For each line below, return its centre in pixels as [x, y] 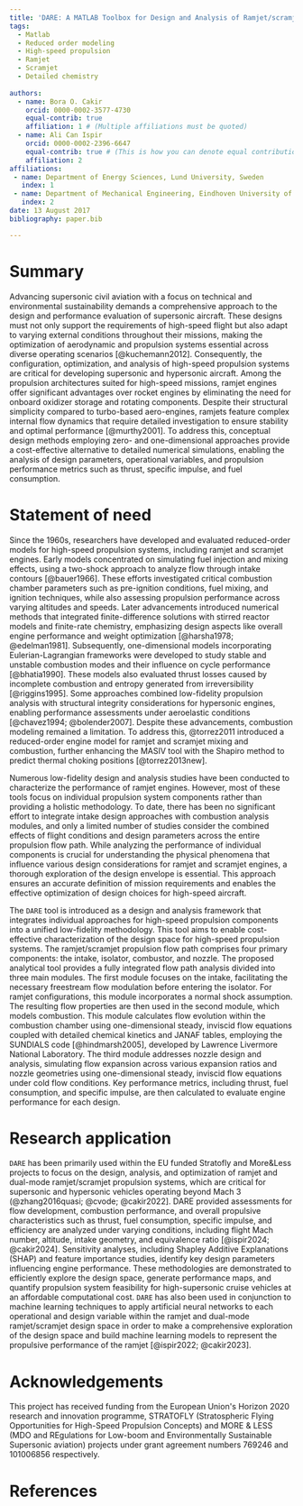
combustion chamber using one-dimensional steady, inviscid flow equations [151, 1025]
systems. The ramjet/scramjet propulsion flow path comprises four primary [149, 949]
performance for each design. [65, 1102]
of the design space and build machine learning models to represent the [143, 1336]
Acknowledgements [87, 1382]
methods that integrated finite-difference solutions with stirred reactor [140, 616]
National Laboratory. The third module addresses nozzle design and [135, 1054]
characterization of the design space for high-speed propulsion [161, 939]
